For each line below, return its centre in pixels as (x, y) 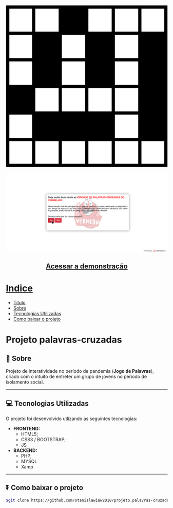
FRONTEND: (26, 428)
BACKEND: (25, 450)
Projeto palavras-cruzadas (64, 340)
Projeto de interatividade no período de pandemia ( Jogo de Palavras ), (80, 371)
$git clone (17, 500)
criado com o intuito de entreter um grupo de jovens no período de (76, 376)
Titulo (19, 302)
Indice (19, 288)
